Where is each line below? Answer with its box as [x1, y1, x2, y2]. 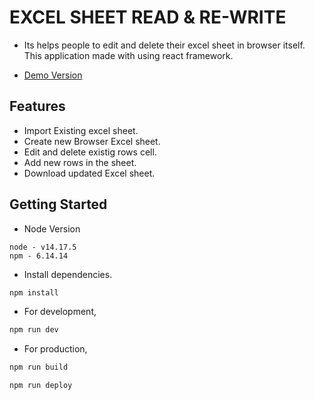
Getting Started [9, 196, 108, 213]
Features [9, 98, 66, 115]
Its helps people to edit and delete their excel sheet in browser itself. [23, 39, 306, 51]
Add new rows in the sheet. [23, 156, 137, 168]
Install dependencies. [23, 268, 113, 280]
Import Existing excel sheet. [23, 124, 139, 136]
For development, [23, 306, 97, 318]
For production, [23, 343, 88, 355]
